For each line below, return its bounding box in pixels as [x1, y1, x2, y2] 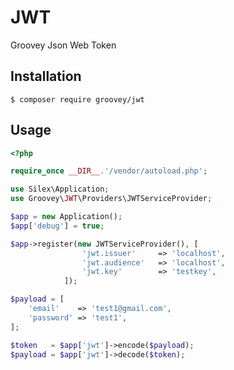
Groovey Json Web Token [10, 39, 117, 51]
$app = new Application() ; [10, 212, 123, 222]
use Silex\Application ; [10, 184, 110, 195]
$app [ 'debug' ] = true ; [10, 221, 105, 231]
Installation [10, 68, 82, 85]
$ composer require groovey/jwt [10, 94, 145, 105]
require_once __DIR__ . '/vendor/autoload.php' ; [10, 166, 208, 176]
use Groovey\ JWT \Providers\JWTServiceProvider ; [10, 194, 213, 204]
